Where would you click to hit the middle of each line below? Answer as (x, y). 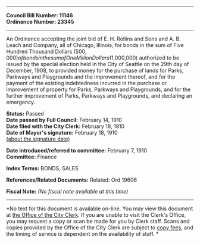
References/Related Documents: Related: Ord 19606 (72, 180)
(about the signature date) (38, 139)
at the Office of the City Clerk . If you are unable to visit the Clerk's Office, (96, 215)
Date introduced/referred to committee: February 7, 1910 (77, 150)
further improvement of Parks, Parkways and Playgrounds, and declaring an (99, 96)
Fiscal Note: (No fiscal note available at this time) (67, 191)
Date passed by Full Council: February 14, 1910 (64, 120)
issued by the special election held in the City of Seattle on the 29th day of (98, 64)
